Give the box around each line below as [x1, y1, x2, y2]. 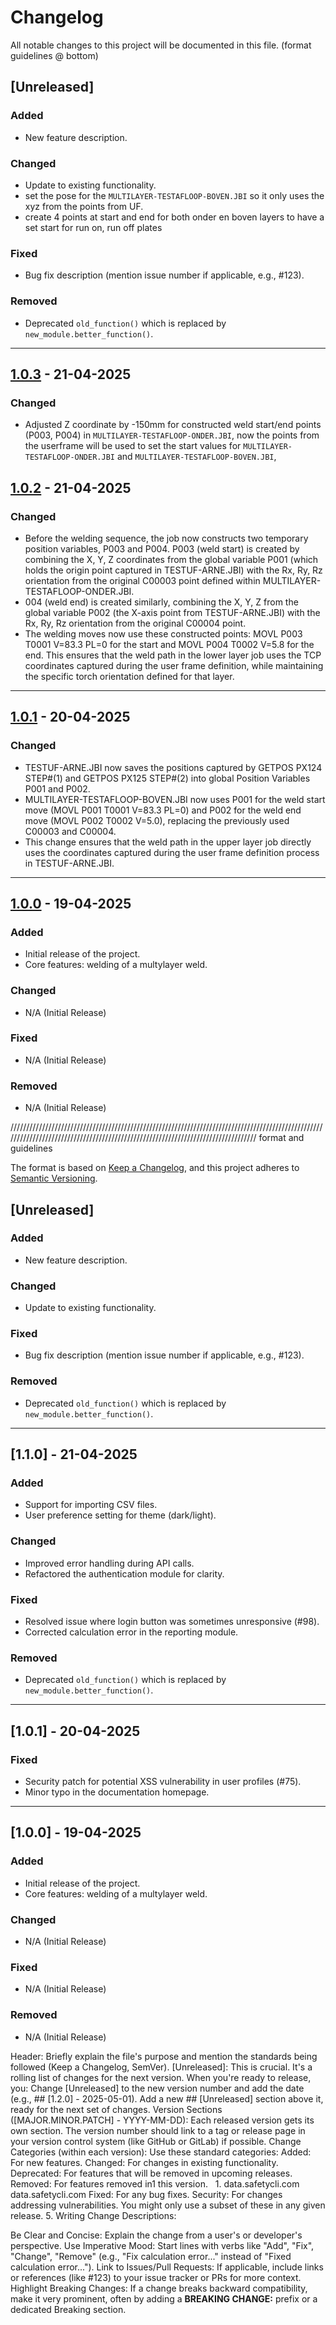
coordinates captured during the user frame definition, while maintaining [24, 659, 324, 671]
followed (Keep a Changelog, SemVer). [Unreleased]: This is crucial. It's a [10, 2061, 313, 2073]
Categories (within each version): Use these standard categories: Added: [10, 2146, 312, 2158]
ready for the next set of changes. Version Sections [10, 2103, 223, 2115]
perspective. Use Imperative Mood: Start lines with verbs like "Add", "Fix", [10, 2239, 315, 2251]
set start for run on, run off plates [24, 221, 163, 233]
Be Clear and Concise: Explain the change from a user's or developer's [10, 2229, 303, 2241]
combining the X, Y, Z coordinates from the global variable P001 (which [24, 553, 319, 565]
